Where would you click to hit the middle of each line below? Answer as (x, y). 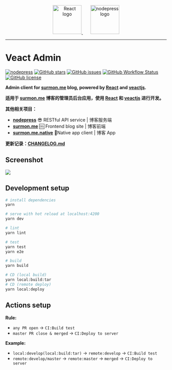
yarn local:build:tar (28, 280)
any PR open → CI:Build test (44, 327)
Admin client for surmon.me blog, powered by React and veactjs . (76, 87)
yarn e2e (15, 251)
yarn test (16, 247)
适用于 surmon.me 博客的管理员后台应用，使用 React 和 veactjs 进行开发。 (85, 98)
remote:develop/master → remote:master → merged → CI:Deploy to (82, 358)
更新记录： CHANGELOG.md (35, 143)
